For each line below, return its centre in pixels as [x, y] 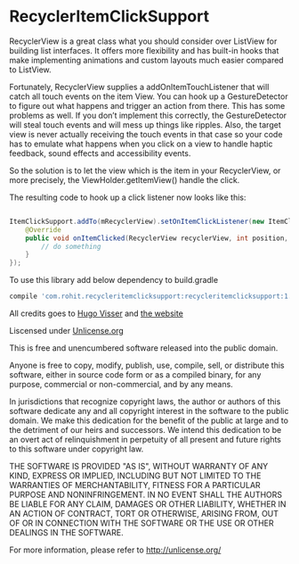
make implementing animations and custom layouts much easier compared [146, 60]
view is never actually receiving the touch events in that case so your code [146, 134]
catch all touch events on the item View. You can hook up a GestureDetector [149, 96]
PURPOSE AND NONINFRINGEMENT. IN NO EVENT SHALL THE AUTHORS [146, 495]
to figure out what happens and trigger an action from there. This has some [147, 105]
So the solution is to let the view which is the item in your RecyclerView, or [145, 170]
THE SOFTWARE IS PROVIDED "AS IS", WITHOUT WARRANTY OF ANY [139, 467]
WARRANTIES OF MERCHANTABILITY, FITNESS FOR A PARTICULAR [135, 485]
